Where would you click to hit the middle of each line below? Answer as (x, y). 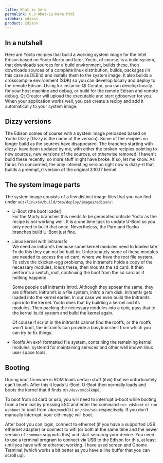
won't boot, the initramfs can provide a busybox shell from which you (81, 327)
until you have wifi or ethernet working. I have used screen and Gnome (76, 445)
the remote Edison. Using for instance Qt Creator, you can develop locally (79, 86)
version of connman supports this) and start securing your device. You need (80, 434)
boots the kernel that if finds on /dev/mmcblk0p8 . (53, 389)
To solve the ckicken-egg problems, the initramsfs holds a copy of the (82, 262)
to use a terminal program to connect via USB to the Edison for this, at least (81, 440)
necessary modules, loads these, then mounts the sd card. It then (78, 267)
